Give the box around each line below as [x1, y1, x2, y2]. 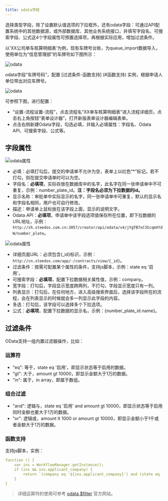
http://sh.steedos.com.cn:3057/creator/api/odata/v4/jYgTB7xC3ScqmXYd [12, 225, 163, 230]
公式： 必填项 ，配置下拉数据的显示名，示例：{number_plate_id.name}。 [12, 308, 160, 314]
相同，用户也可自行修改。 [29, 200, 83, 206]
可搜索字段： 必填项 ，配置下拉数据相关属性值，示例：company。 [12, 277, 146, 283]
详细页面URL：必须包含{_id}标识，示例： [12, 252, 96, 258]
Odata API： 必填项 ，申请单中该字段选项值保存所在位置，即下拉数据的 [12, 212, 156, 218]
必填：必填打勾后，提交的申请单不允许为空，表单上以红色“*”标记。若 [12, 168, 155, 174]
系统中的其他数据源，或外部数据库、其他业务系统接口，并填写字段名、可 [9, 28, 158, 34]
